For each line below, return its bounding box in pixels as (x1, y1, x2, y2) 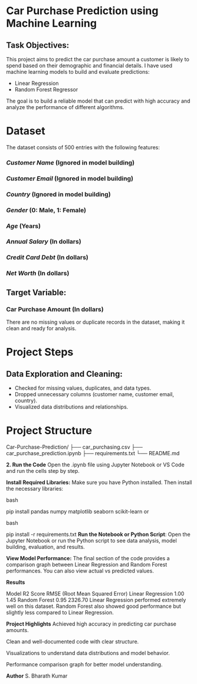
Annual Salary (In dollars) (6, 238, 81, 246)
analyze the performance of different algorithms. (6, 104, 124, 110)
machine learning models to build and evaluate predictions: (6, 68, 150, 75)
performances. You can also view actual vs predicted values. (6, 567, 155, 574)
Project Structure (6, 424, 93, 438)
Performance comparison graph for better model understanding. (6, 660, 163, 667)
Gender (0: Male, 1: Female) (6, 206, 87, 214)
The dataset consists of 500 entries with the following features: (6, 143, 160, 151)
